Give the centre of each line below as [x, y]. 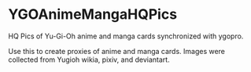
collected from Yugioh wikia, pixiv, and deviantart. [89, 59]
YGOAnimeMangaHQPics [93, 14]
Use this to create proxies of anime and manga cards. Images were [117, 51]
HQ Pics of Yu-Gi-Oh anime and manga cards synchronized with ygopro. [126, 36]
